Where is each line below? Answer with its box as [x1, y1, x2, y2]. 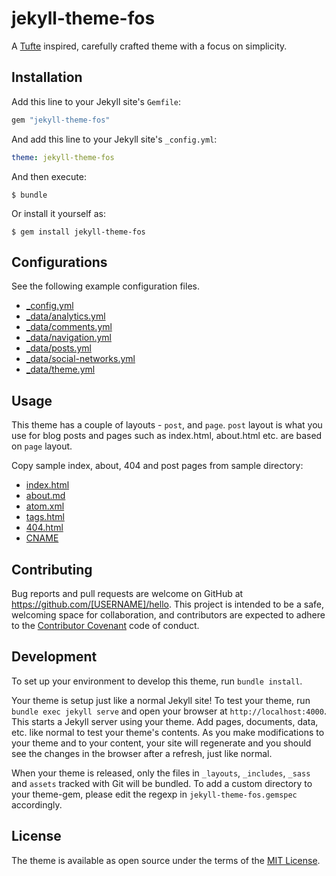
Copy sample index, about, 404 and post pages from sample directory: [11, 460, 304, 472]
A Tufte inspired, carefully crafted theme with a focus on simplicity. [11, 40, 288, 52]
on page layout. [11, 440, 73, 452]
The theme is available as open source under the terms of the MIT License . [11, 854, 321, 866]
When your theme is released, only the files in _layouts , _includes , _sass [11, 767, 311, 779]
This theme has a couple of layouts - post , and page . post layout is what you [11, 419, 323, 431]
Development [11, 648, 98, 666]
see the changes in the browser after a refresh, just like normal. [11, 747, 273, 759]
